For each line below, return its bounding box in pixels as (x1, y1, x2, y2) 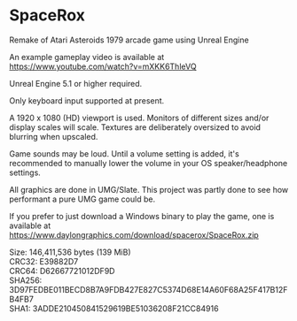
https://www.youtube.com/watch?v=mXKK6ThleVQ (9, 61, 197, 72)
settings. (9, 167, 42, 178)
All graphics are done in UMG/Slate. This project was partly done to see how (9, 184, 289, 195)
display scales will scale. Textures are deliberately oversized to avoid (9, 121, 262, 133)
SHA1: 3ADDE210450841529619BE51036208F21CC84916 (9, 302, 219, 314)
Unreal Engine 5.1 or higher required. (9, 78, 143, 88)
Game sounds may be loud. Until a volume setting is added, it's (9, 148, 239, 159)
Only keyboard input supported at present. (9, 95, 165, 106)
